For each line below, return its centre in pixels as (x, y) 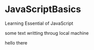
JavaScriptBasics (43, 9)
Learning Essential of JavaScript (39, 23)
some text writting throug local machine (47, 33)
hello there (16, 43)
